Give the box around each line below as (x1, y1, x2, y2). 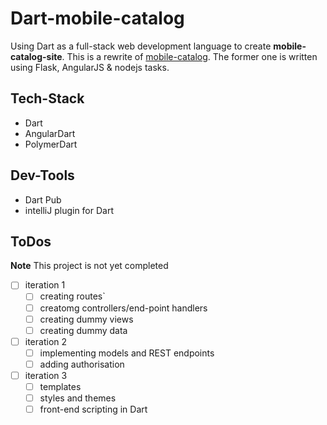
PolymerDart (24, 138, 78, 150)
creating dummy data (39, 324, 128, 336)
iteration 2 (24, 335, 68, 347)
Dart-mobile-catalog (10, 7, 185, 30)
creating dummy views (39, 313, 134, 325)
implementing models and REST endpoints (39, 347, 215, 359)
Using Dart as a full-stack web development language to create (10, 40, 272, 52)
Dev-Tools (10, 167, 75, 184)
